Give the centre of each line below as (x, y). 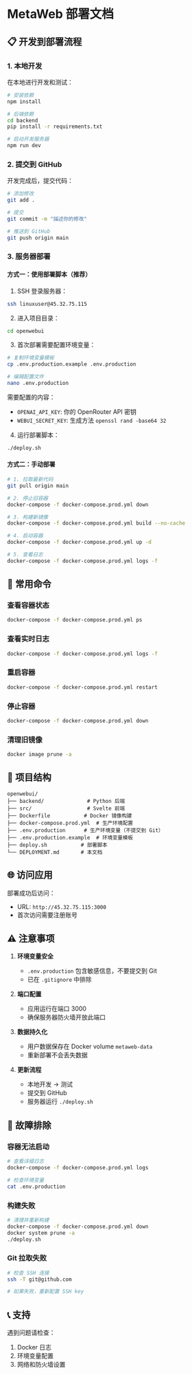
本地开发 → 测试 (50, 1084)
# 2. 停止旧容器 (28, 498)
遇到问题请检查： (31, 1333)
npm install (24, 101)
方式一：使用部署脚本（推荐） (49, 274)
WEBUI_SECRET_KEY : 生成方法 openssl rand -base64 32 (92, 420)
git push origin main (38, 238)
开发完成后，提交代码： (40, 181)
